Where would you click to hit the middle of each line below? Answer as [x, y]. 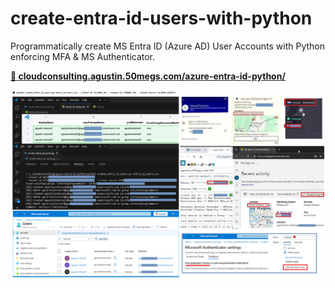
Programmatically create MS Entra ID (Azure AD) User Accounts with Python [167, 46]
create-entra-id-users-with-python [161, 18]
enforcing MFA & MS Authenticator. [83, 56]
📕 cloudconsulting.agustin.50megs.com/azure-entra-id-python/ [148, 76]
